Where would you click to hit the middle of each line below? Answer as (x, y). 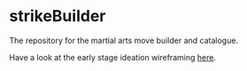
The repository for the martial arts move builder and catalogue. (124, 40)
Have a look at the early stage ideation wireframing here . (113, 57)
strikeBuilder (58, 16)
